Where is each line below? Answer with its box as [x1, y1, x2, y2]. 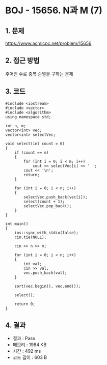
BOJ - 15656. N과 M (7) [5, 5, 103, 16]
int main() [5, 221, 29, 227]
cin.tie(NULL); [14, 235, 47, 240]
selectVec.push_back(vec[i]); [23, 194, 88, 200]
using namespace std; [5, 114, 51, 120]
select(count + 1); [23, 199, 65, 204]
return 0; [14, 301, 36, 306]
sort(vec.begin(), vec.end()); [14, 284, 81, 289]
